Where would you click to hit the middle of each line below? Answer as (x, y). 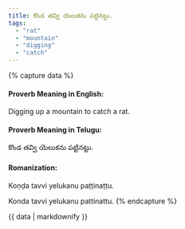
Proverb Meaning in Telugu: (55, 129)
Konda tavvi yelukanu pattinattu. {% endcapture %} (93, 201)
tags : (17, 23)
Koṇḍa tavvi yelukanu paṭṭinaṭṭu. (61, 185)
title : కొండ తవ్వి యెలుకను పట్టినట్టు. (61, 16)
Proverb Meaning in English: (56, 93)
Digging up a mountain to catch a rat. (69, 112)
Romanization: (33, 168)
